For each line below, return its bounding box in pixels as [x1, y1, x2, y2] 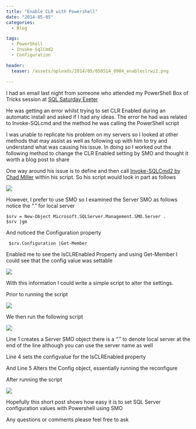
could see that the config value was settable [6, 257, 113, 264]
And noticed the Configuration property [6, 229, 101, 236]
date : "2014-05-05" [6, 14, 54, 20]
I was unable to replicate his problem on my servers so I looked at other [6, 130, 178, 138]
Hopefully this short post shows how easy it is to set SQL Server [6, 398, 161, 405]
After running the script [6, 376, 63, 383]
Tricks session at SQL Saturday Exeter [6, 95, 98, 103]
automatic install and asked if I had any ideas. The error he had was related [6, 113, 187, 120]
